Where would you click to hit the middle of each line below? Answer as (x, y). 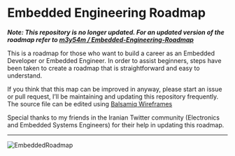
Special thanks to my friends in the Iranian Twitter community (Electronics (114, 118)
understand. (25, 76)
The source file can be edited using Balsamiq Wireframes (90, 104)
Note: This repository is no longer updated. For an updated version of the (116, 32)
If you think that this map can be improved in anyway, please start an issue (115, 89)
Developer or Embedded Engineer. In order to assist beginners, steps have (114, 60)
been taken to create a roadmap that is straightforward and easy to (104, 68)
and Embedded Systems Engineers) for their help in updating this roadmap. (116, 125)
